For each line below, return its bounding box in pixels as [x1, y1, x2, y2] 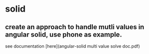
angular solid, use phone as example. [5, 30, 122, 38]
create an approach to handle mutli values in [5, 23, 145, 31]
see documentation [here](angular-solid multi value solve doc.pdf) [5, 43, 140, 49]
